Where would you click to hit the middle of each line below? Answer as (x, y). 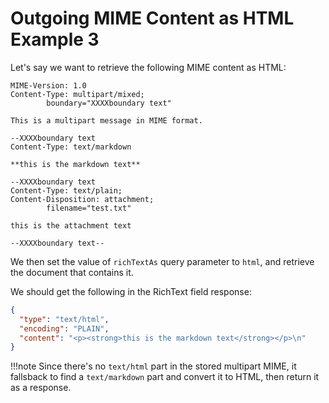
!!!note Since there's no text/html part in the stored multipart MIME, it (153, 366)
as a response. (41, 388)
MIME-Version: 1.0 (48, 85)
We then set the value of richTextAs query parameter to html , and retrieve (162, 261)
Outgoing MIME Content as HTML (152, 18)
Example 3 (55, 39)
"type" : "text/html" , (64, 319)
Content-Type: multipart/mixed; (77, 94)
